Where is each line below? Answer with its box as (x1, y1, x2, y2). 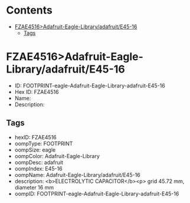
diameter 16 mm (14, 184, 54, 191)
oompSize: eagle (14, 146, 56, 153)
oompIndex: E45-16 (14, 165, 63, 172)
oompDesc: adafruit (14, 159, 64, 166)
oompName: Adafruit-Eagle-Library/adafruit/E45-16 (14, 171, 140, 178)
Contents (6, 4, 53, 17)
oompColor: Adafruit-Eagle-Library (14, 152, 100, 159)
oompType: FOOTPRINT (14, 140, 73, 147)
